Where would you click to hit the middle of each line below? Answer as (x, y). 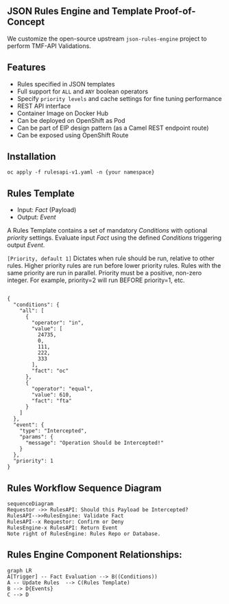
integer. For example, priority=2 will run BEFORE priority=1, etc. (96, 280)
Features (26, 68)
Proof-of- (175, 11)
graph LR (20, 570)
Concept (26, 22)
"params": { (36, 437)
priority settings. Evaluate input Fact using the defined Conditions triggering (114, 238)
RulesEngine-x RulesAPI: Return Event (62, 528)
